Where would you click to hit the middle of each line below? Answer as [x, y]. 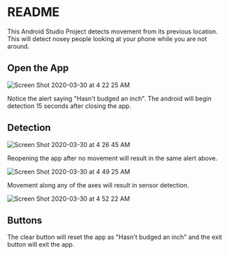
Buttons [25, 220]
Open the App [38, 68]
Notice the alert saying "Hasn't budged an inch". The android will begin [109, 98]
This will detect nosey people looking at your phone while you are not [107, 38]
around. [19, 46]
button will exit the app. [41, 245]
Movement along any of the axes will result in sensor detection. [98, 185]
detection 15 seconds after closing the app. [69, 106]
